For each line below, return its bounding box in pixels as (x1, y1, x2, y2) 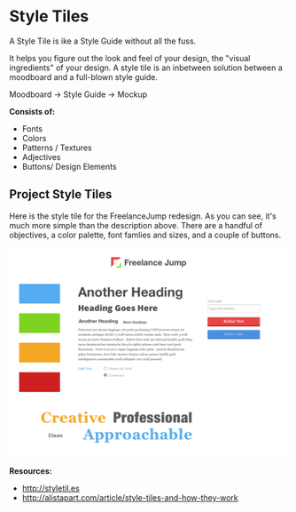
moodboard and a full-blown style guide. (9, 71, 158, 82)
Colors (21, 132, 47, 143)
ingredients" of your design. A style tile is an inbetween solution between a (9, 62, 284, 73)
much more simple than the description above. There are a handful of (9, 220, 263, 230)
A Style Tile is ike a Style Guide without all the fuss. (9, 36, 197, 46)
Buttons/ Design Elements (21, 161, 117, 172)
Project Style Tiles (9, 187, 113, 202)
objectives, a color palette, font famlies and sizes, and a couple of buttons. (9, 229, 282, 240)
